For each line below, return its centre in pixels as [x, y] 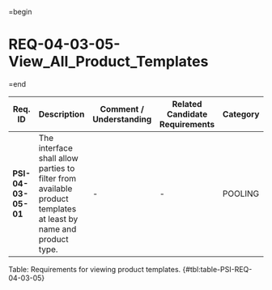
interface [55, 147]
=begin [20, 12]
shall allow [58, 158]
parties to [57, 168]
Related [187, 104]
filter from [57, 178]
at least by [58, 219]
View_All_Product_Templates [108, 62]
